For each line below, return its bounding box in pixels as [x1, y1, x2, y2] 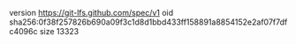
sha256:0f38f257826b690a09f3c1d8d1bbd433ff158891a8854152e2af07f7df [9, 17, 288, 27]
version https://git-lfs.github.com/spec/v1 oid [9, 8, 174, 18]
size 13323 [39, 26, 80, 36]
